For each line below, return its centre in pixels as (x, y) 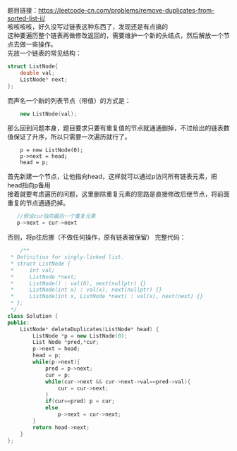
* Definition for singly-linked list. (67, 257)
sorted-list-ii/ (26, 18)
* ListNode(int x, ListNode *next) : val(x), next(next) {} (107, 297)
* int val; (32, 270)
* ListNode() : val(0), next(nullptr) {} (78, 283)
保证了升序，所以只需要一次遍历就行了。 (72, 137)
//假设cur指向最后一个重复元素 (56, 216)
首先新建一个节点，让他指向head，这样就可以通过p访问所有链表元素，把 (112, 177)
